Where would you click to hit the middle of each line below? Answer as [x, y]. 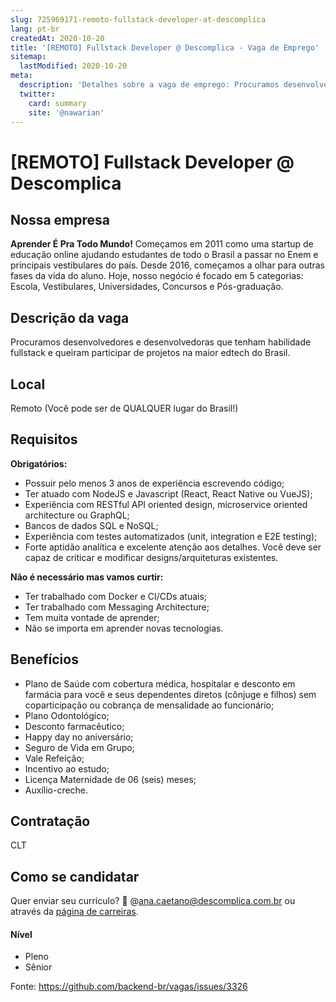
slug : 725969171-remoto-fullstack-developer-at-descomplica [138, 19]
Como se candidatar [75, 876]
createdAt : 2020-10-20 [57, 38]
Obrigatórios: [39, 463]
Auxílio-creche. [56, 790]
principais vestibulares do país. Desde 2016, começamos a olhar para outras [168, 265]
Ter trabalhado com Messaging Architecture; [117, 607]
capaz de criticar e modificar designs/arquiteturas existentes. [151, 557]
